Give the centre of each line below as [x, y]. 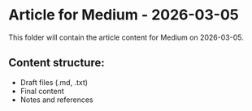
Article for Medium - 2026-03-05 [124, 15]
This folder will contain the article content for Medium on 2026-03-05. [126, 37]
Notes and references [56, 100]
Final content [42, 91]
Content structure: [56, 63]
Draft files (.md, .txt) [54, 82]
